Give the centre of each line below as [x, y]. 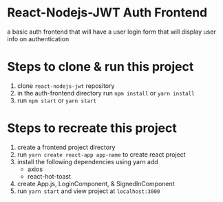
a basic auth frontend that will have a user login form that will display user [112, 32]
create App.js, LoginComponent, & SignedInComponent [96, 183]
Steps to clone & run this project [100, 67]
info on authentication [38, 38]
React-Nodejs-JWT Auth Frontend [107, 13]
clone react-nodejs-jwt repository [66, 86]
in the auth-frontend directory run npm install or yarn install [106, 93]
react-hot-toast [49, 176]
